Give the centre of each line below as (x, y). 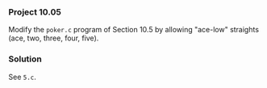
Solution (25, 59)
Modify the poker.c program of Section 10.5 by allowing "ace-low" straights (134, 30)
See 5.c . (22, 77)
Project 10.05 (35, 12)
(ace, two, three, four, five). (54, 38)
